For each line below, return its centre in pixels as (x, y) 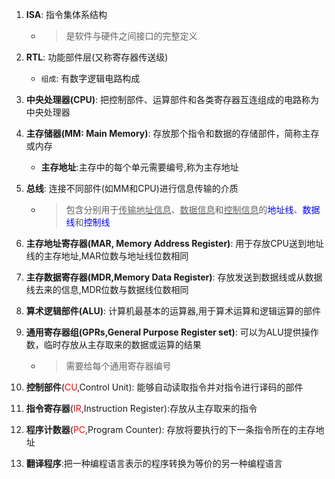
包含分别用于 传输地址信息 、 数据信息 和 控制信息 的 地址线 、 (184, 209)
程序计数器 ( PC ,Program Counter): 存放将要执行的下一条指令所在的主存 (170, 429)
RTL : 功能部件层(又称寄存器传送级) (97, 57)
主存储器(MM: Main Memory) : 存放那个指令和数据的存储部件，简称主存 (172, 133)
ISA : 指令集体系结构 (66, 14)
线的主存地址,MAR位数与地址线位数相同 (107, 256)
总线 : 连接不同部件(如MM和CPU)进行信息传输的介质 (132, 188)
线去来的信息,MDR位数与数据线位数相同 (107, 289)
